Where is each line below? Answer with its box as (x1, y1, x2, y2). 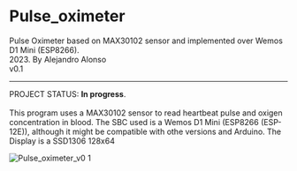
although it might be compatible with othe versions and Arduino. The (31, 126, 281, 137)
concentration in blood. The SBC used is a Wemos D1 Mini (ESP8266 (9, 116, 259, 127)
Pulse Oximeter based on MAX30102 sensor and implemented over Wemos (9, 35, 283, 46)
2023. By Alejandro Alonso (9, 54, 107, 64)
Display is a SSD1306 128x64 (9, 135, 115, 146)
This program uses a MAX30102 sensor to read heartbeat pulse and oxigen (9, 108, 283, 118)
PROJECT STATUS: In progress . (9, 88, 126, 99)
